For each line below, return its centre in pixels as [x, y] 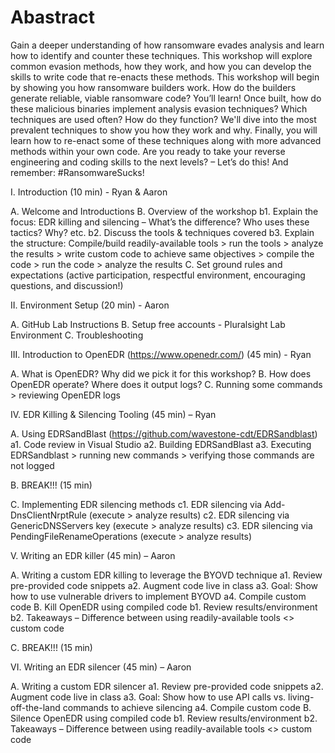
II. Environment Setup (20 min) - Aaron [90, 305]
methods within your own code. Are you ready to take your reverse [148, 151]
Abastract [53, 17]
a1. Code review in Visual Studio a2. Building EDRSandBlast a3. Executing [161, 444]
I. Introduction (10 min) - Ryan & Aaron [89, 192]
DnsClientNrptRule [48, 515]
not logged [32, 465]
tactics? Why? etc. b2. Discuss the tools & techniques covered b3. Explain [162, 232]
